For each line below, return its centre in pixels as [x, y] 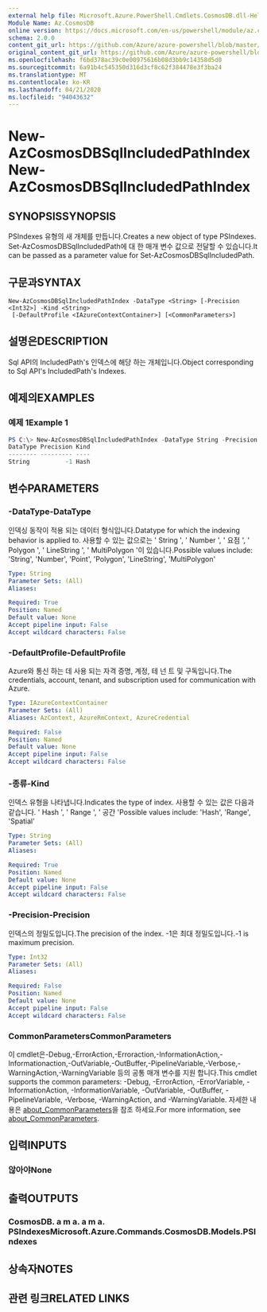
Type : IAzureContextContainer [58, 703]
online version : [35, 30]
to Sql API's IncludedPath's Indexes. [68, 371]
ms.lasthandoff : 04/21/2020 [55, 90]
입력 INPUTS [38, 1145]
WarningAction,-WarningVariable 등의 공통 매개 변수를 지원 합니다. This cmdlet [133, 1073]
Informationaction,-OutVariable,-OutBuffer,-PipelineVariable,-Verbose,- [124, 1063]
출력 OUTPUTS [43, 1198]
